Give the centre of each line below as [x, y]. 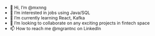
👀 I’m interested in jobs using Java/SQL [50, 13]
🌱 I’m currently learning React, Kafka [47, 18]
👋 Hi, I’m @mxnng [28, 8]
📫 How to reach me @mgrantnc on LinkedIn [55, 28]
